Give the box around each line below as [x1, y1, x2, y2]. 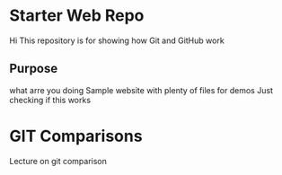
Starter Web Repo [9, 5, 145, 26]
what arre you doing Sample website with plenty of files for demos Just [9, 84, 274, 95]
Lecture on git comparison [9, 155, 108, 166]
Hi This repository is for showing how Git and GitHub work [9, 35, 225, 46]
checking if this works [9, 94, 92, 105]
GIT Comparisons [9, 126, 143, 146]
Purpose [9, 61, 58, 76]
